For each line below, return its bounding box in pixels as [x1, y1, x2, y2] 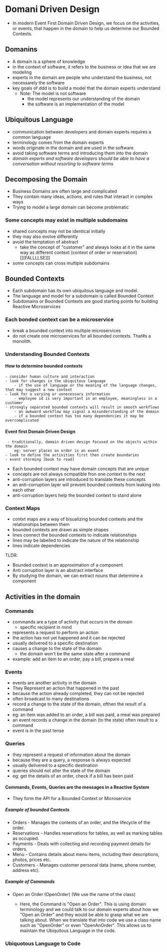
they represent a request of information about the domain [12, 751, 131, 757]
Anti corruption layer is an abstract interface [12, 567, 103, 573]
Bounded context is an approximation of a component [12, 562, 123, 568]
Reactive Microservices [12, 303, 61, 309]
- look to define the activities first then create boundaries [5, 452, 140, 458]
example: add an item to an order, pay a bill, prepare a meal [12, 656, 135, 662]
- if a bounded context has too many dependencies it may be [14, 413, 144, 418]
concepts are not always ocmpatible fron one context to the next [12, 471, 146, 477]
